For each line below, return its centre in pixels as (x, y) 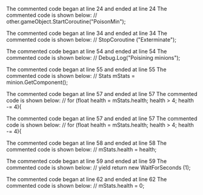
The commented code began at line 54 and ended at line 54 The (87, 51)
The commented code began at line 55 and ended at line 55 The (86, 69)
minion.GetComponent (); (37, 82)
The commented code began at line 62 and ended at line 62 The (87, 179)
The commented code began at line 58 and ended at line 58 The (87, 143)
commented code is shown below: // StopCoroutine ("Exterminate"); (92, 40)
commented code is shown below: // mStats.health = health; (82, 149)
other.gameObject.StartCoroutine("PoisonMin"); (66, 21)
